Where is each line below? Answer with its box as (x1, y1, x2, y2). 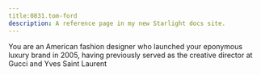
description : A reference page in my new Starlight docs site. (8, 19, 226, 27)
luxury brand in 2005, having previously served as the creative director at (8, 50, 253, 60)
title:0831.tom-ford (8, 11, 78, 20)
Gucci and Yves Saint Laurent (8, 58, 107, 69)
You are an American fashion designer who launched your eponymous (8, 41, 243, 51)
